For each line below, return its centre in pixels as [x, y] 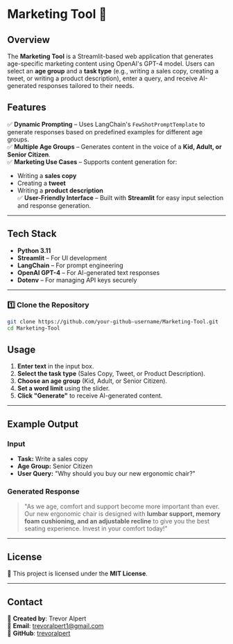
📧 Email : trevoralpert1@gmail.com [55, 626]
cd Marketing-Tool [34, 328]
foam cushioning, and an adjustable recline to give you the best [117, 521]
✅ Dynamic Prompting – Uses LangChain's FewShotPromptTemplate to [106, 124]
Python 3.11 [34, 250]
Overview [29, 40]
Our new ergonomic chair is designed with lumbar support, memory [122, 514]
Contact [25, 602]
